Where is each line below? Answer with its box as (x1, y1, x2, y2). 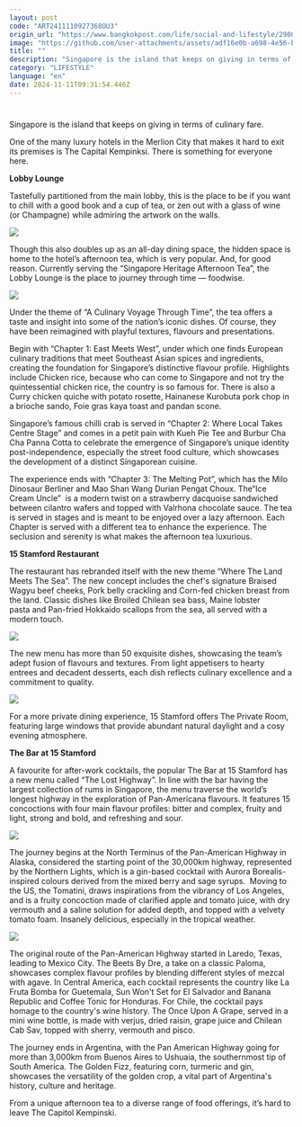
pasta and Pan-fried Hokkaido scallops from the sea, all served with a (9, 604, 268, 614)
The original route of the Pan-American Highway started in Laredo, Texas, (9, 948, 283, 959)
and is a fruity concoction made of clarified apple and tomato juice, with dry (9, 894, 290, 905)
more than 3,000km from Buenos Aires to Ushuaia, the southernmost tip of (9, 1051, 286, 1062)
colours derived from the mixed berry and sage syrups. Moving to (40, 875, 288, 886)
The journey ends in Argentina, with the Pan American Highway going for (9, 1042, 280, 1052)
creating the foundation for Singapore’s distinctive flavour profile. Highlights (9, 362, 290, 373)
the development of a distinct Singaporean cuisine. (9, 456, 198, 467)
